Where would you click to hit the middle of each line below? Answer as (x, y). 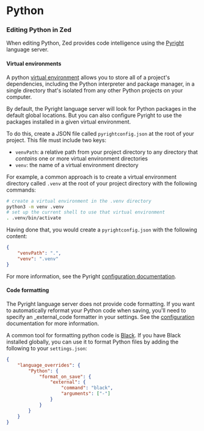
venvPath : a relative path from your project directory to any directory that (107, 152)
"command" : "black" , (87, 388)
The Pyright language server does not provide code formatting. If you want (101, 304)
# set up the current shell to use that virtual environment (86, 212)
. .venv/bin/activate (34, 218)
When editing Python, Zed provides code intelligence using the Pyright (95, 43)
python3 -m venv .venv (35, 207)
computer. (19, 97)
